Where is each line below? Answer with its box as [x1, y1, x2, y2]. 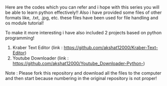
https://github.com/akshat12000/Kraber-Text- [63, 45, 158, 50]
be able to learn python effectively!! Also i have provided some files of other [5, 9, 162, 15]
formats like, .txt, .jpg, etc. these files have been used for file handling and [5, 15, 158, 20]
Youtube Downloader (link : [12, 55, 69, 61]
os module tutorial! [5, 20, 44, 26]
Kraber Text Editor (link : [12, 45, 63, 50]
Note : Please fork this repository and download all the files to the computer [5, 70, 161, 76]
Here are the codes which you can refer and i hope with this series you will [5, 4, 159, 10]
